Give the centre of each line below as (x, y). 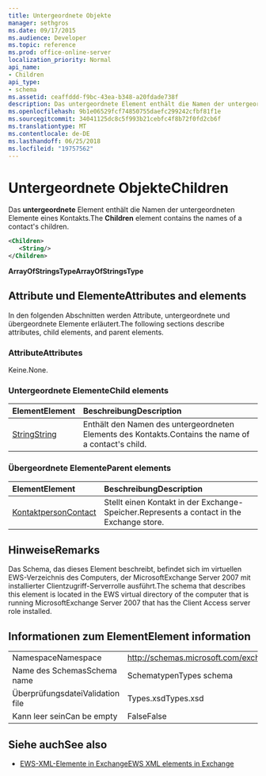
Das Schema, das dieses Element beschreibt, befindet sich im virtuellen (125, 569)
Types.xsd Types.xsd (165, 698)
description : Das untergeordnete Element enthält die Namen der (116, 104)
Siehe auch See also (58, 745)
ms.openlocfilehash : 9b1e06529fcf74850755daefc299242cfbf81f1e (115, 112)
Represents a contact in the (190, 512)
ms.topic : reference (42, 45)
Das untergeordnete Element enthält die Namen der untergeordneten (122, 210)
